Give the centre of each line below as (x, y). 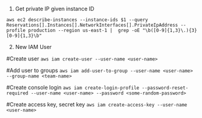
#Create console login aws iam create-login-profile (73, 87)
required (17, 93)
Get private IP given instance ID (54, 9)
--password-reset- (165, 88)
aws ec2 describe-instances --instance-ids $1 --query (77, 20)
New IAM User (33, 47)
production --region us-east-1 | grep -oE (84, 30)
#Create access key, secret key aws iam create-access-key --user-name (97, 104)
